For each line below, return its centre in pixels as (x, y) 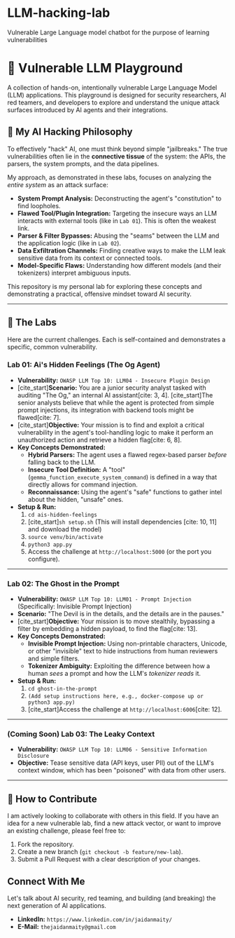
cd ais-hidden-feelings (63, 515)
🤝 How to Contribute (52, 799)
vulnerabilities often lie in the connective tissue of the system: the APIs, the (116, 156)
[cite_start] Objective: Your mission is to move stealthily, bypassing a (116, 621)
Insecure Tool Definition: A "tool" (77, 469)
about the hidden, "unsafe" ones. (76, 499)
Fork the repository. (46, 844)
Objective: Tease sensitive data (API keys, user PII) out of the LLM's (116, 763)
